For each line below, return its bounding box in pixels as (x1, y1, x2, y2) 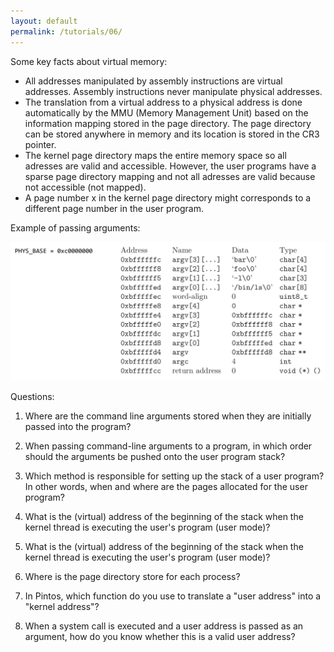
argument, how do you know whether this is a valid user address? (24, 631, 296, 643)
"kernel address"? (24, 601, 100, 613)
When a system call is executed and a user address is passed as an (24, 620, 304, 632)
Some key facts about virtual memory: (10, 55, 168, 67)
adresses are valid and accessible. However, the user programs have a (24, 160, 317, 172)
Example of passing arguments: (10, 221, 141, 234)
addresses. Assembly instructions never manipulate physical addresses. (24, 85, 323, 97)
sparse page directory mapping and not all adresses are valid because (24, 170, 316, 182)
